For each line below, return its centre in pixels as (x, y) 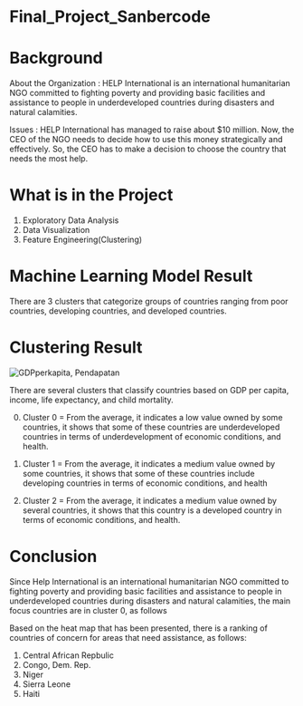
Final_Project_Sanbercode (110, 17)
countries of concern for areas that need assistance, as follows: (128, 637)
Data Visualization (56, 230)
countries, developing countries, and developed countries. (118, 311)
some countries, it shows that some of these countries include (138, 473)
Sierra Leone (46, 684)
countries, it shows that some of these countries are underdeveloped (151, 427)
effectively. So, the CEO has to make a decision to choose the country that (148, 149)
